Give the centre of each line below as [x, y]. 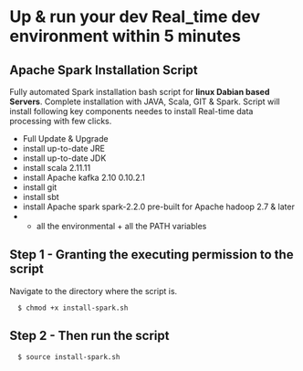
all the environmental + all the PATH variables [121, 226]
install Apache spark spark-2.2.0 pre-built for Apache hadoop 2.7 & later [158, 207]
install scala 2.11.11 [57, 168]
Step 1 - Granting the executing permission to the [151, 254]
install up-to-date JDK [64, 158]
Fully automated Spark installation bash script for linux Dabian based [140, 92]
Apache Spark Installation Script [104, 70]
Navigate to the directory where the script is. [94, 291]
